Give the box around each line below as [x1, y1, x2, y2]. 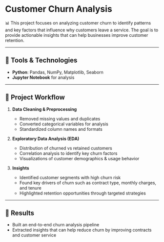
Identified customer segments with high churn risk [19, 174, 121, 180]
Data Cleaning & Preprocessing [12, 106, 77, 112]
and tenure [19, 185, 41, 191]
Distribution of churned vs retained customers [19, 145, 112, 151]
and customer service [12, 232, 57, 238]
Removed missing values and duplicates [19, 116, 101, 121]
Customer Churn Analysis [5, 3, 112, 15]
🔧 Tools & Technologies [5, 56, 78, 65]
